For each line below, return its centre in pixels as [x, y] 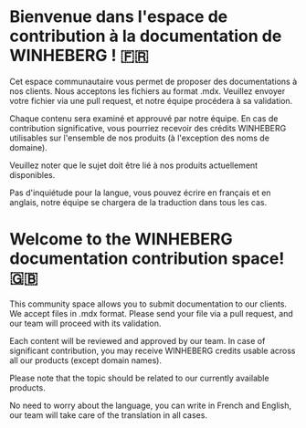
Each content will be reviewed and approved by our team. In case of [137, 340]
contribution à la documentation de [146, 36]
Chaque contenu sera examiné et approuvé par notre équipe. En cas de [144, 118]
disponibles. [32, 174]
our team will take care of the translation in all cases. [109, 415]
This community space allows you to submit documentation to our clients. [148, 304]
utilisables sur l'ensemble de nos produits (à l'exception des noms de [139, 138]
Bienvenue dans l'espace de [119, 17]
